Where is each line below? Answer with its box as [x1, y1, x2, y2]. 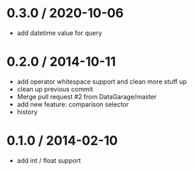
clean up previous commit [16, 84, 93, 93]
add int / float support [16, 156, 81, 165]
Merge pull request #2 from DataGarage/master [16, 92, 157, 101]
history [16, 107, 38, 116]
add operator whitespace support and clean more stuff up [16, 77, 188, 86]
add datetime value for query [16, 29, 102, 37]
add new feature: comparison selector [16, 100, 129, 108]
